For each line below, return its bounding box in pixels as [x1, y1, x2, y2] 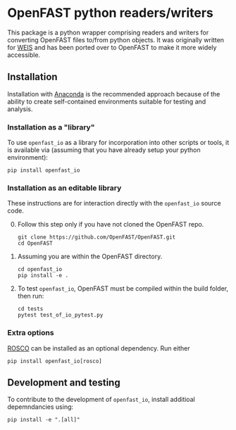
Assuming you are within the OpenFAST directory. [17, 252, 163, 261]
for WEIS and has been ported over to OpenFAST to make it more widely [7, 43, 217, 51]
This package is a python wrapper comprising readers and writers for [7, 28, 209, 37]
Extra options [7, 328, 54, 338]
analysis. [7, 104, 33, 113]
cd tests [17, 305, 44, 312]
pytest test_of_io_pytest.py [17, 312, 104, 319]
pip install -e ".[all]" [7, 417, 80, 424]
